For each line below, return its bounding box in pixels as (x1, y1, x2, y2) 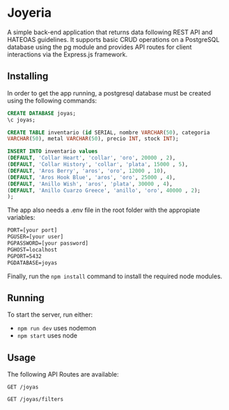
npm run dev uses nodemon (17, 324, 96, 333)
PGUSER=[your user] (7, 234, 64, 241)
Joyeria (7, 5, 52, 21)
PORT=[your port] (7, 227, 58, 234)
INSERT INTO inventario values (7, 148, 98, 155)
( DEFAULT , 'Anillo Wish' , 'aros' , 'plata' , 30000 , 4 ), (7, 180, 173, 188)
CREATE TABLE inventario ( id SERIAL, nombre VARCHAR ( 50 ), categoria (7, 129, 210, 136)
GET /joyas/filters (7, 396, 64, 403)
